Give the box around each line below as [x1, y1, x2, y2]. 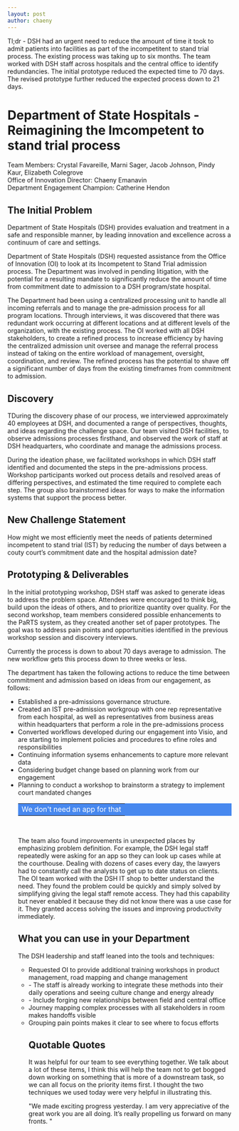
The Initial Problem [7, 204, 92, 216]
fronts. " [28, 1117, 53, 1126]
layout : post [7, 10, 46, 18]
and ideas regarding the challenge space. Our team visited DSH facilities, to [7, 427, 229, 435]
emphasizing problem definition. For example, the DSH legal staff [17, 844, 208, 852]
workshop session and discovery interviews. [7, 633, 138, 641]
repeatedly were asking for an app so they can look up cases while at [17, 851, 222, 859]
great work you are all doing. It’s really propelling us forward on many [28, 1110, 232, 1118]
